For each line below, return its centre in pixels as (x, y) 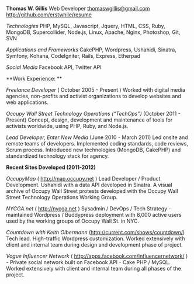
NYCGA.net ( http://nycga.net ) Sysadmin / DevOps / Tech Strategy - (89, 209)
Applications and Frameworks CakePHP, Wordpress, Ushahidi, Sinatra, (91, 50)
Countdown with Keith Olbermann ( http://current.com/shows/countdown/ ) (96, 232)
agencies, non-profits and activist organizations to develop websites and (93, 96)
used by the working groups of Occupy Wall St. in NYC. (72, 221)
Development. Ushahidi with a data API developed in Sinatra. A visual (89, 185)
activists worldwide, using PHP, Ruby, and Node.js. (67, 126)
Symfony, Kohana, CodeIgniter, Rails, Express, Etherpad (73, 56)
